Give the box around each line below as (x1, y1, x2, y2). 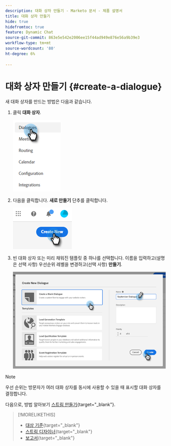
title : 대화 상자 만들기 (5, 13, 51, 19)
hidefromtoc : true (5, 24, 44, 30)
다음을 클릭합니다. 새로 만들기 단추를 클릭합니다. (12, 197, 108, 203)
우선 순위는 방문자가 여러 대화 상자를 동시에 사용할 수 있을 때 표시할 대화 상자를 (5, 384, 161, 390)
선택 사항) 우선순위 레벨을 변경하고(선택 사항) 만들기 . (18, 261, 122, 268)
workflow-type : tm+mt (5, 41, 51, 46)
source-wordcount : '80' (5, 46, 56, 51)
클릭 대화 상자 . (12, 110, 42, 116)
